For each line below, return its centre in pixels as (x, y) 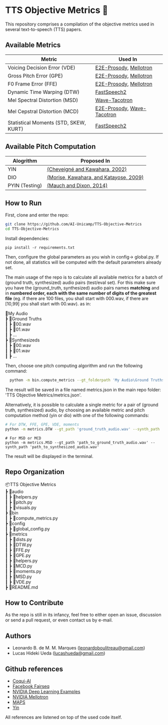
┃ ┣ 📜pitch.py (19, 502)
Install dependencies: (27, 238)
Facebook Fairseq (31, 686)
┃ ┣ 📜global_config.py (27, 528)
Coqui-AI (22, 681)
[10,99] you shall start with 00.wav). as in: (48, 304)
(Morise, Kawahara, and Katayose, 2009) (95, 177)
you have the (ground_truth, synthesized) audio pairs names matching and (82, 288)
